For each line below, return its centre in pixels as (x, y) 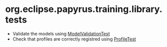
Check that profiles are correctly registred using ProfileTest (74, 39)
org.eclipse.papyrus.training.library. (84, 9)
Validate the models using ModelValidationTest (61, 33)
